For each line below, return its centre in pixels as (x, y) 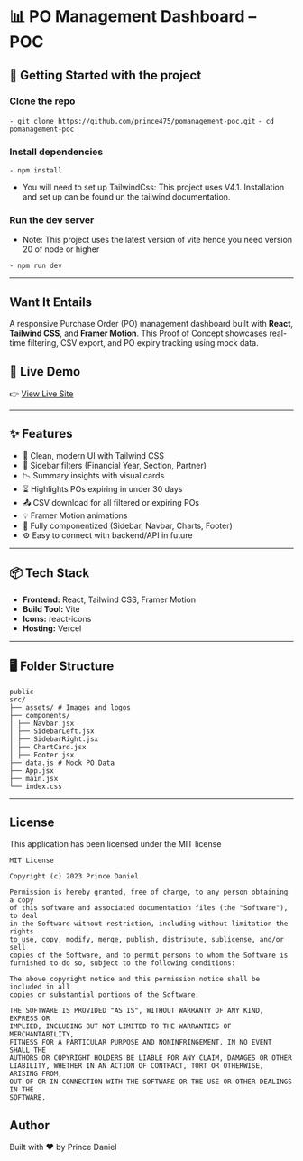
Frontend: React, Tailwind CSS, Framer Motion (109, 599)
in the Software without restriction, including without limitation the (149, 924)
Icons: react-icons (57, 618)
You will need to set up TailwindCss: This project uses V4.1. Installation (153, 187)
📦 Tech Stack (50, 573)
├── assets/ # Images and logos (70, 707)
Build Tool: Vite (51, 608)
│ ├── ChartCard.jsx (48, 747)
